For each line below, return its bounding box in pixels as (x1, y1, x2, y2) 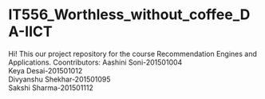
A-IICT (8, 22, 53, 41)
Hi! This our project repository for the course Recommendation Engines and (8, 49, 258, 58)
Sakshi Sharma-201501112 (8, 82, 94, 93)
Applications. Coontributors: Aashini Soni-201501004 (8, 57, 183, 67)
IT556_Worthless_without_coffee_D (8, 6, 251, 24)
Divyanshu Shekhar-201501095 (8, 74, 111, 84)
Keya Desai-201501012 (8, 65, 83, 75)
